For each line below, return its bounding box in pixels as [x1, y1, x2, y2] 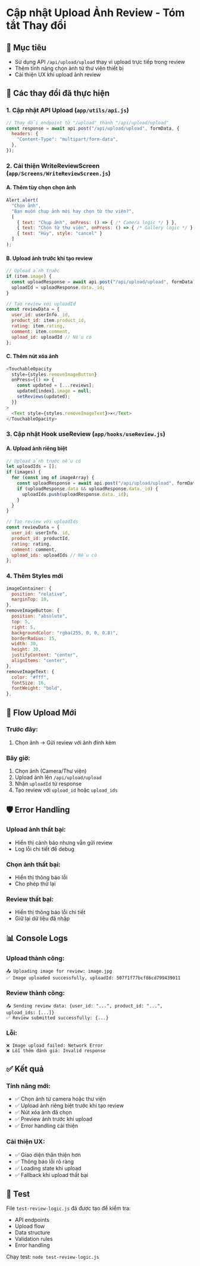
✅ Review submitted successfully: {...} [6, 1015, 109, 1021]
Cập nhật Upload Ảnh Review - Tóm [6, 6, 185, 20]
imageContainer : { [6, 586, 52, 591]
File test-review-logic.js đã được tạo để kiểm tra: [6, 1204, 131, 1212]
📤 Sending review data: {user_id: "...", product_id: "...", [6, 1003, 163, 1009]
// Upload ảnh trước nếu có [6, 458, 82, 464]
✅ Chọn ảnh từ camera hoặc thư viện [14, 1095, 106, 1102]
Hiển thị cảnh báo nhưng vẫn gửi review [14, 839, 113, 846]
